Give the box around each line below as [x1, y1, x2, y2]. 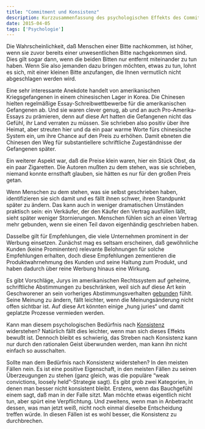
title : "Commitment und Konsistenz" [6, 9, 99, 15]
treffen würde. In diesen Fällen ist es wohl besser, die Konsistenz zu [6, 411, 177, 418]
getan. [6, 176, 23, 184]
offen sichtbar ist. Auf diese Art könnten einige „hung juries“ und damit [6, 303, 184, 310]
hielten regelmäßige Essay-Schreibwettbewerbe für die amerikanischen [6, 100, 186, 107]
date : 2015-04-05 [6, 20, 51, 26]
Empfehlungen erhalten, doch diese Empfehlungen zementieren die [6, 252, 176, 259]
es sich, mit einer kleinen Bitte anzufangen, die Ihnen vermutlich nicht [6, 68, 181, 76]
